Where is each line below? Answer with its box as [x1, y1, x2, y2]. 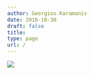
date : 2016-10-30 [7, 16, 57, 23]
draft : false [7, 22, 45, 29]
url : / [7, 42, 26, 48]
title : [7, 29, 26, 36]
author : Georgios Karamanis [7, 10, 88, 17]
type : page [7, 35, 38, 42]
